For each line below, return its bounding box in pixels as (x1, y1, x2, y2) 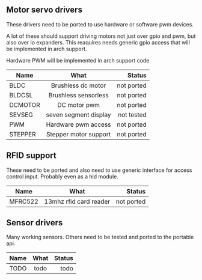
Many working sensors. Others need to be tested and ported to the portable (6, 234, 194, 241)
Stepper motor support (46, 130, 111, 138)
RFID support (6, 150, 57, 161)
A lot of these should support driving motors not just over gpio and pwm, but (6, 32, 196, 40)
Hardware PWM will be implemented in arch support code (6, 56, 150, 64)
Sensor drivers (6, 218, 63, 228)
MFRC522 (9, 197, 39, 205)
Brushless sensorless (48, 91, 109, 99)
